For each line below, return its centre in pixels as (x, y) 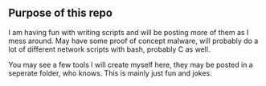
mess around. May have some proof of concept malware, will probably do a (133, 41)
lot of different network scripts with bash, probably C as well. (109, 49)
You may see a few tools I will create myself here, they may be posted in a (131, 64)
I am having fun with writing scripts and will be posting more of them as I (129, 32)
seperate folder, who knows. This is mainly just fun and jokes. (110, 73)
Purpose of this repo (60, 13)
